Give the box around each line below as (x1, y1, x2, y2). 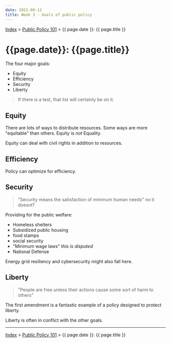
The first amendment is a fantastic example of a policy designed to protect (5, 302, 162, 308)
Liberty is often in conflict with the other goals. (5, 317, 103, 323)
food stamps (12, 232, 39, 238)
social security (12, 237, 44, 244)
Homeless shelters (12, 222, 52, 228)
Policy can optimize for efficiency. (5, 168, 76, 174)
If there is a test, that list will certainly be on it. (17, 97, 115, 103)
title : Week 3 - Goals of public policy (5, 12, 93, 17)
